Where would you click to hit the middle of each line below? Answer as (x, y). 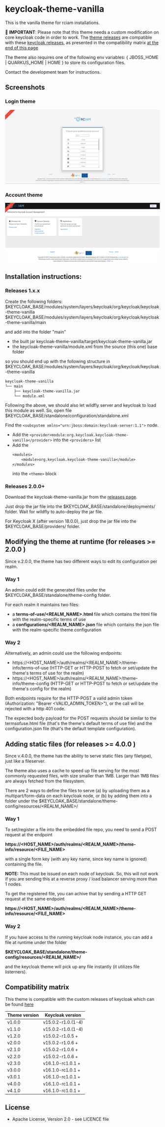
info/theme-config (31, 684)
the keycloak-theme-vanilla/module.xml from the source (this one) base (85, 347)
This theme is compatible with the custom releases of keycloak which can (80, 999)
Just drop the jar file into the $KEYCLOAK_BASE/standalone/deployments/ (80, 506)
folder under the (22, 801)
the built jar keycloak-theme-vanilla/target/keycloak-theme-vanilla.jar (82, 341)
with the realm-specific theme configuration (57, 630)
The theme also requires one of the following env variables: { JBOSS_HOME (82, 57)
